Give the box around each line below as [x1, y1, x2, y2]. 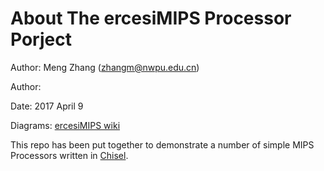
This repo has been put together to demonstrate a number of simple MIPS [10, 138, 315, 151]
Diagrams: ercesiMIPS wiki [10, 119, 121, 131]
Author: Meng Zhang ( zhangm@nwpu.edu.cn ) [10, 61, 200, 73]
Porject [10, 28, 72, 51]
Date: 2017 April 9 [10, 100, 84, 112]
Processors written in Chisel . [10, 149, 129, 161]
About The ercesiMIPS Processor [10, 7, 292, 30]
